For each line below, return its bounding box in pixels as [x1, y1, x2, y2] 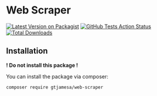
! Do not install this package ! [6, 61, 78, 68]
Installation [6, 46, 48, 56]
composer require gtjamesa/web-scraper [6, 84, 104, 90]
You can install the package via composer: [6, 73, 108, 80]
